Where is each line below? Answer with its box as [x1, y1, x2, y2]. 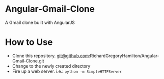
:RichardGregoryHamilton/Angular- [88, 53, 160, 59]
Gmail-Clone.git [12, 58, 44, 64]
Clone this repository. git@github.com [12, 53, 89, 59]
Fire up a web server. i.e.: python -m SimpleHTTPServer [12, 68, 122, 74]
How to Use [5, 37, 53, 48]
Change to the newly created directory [12, 63, 91, 69]
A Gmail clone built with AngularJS [5, 20, 75, 25]
